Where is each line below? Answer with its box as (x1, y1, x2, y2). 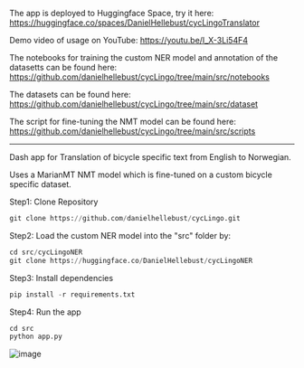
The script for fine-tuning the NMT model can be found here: (9, 117, 237, 127)
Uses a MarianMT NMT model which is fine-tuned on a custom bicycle (9, 169, 273, 180)
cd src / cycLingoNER (9, 248, 83, 257)
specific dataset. (9, 179, 72, 189)
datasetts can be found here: (9, 62, 118, 72)
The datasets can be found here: (9, 90, 131, 99)
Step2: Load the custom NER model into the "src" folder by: (9, 230, 232, 241)
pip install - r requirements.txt (9, 289, 136, 299)
